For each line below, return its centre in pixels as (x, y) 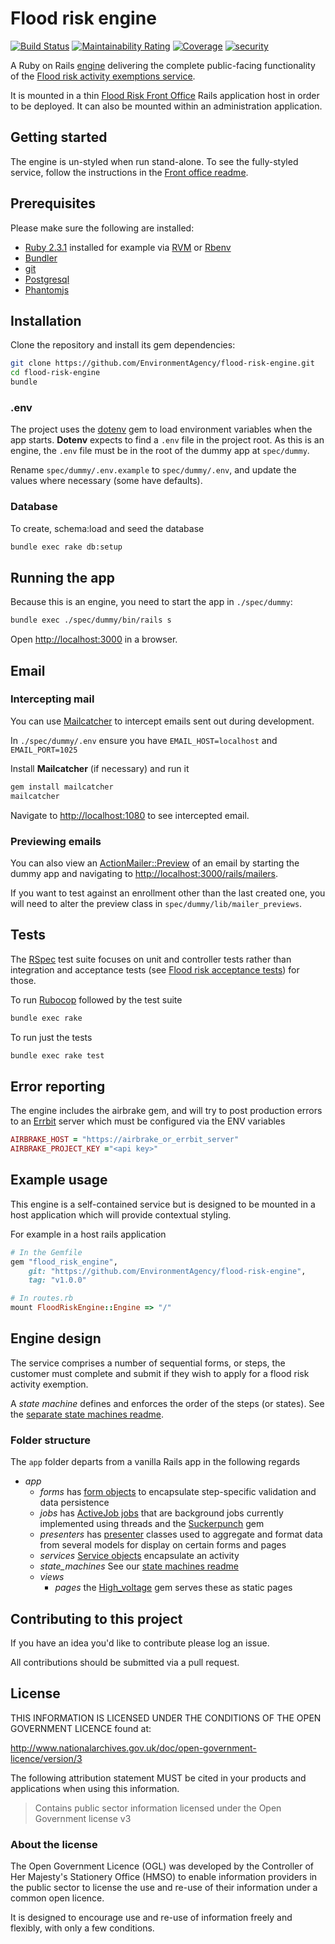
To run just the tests (51, 1037)
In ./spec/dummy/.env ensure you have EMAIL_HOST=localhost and (144, 740)
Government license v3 (83, 1818)
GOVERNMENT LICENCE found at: (81, 1728)
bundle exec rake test (57, 1055)
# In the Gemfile (46, 1252)
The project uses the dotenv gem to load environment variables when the (161, 429)
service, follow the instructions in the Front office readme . (129, 172)
